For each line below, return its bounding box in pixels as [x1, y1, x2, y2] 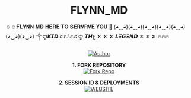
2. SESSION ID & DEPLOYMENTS [58, 79, 140, 86]
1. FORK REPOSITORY [72, 61, 126, 68]
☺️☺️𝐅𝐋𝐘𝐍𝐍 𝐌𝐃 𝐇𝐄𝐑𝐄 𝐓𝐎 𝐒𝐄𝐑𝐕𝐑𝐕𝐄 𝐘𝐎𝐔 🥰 [5, 23, 113, 30]
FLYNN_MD [70, 4, 128, 17]
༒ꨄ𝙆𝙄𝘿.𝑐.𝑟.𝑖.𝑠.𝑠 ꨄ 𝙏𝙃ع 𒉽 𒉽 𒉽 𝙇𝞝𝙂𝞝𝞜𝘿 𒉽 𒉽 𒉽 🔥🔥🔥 [36, 32, 170, 40]
